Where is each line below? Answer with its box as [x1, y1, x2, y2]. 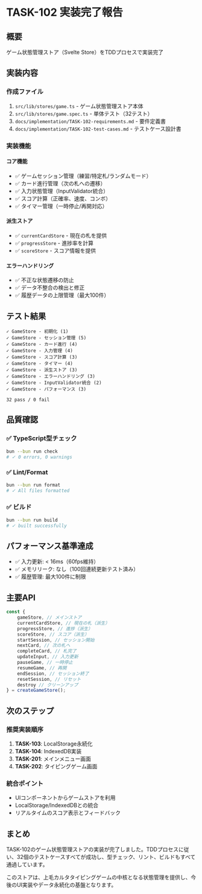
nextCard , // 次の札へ [17, 642, 71, 649]
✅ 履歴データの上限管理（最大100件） [14, 292, 110, 299]
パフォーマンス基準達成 [6, 541, 93, 551]
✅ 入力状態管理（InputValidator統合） [14, 187, 109, 194]
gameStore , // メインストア [17, 615, 83, 621]
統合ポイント [6, 779, 44, 788]
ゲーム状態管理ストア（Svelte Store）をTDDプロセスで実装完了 [6, 49, 164, 56]
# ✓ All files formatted [6, 487, 70, 494]
